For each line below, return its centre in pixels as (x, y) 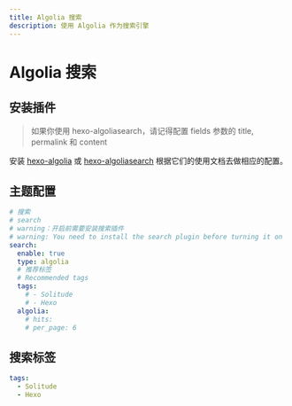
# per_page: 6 (51, 328)
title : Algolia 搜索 (46, 17)
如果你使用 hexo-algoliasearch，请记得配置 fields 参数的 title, (142, 130)
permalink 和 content (69, 142)
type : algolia (43, 262)
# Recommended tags (53, 278)
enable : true (41, 254)
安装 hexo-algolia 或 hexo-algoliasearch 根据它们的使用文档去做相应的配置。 (148, 160)
